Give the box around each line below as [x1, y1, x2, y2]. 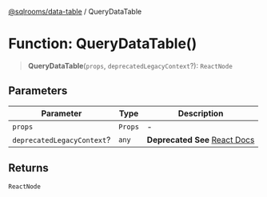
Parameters [8, 84, 68, 98]
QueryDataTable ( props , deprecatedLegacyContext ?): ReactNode [27, 61, 233, 70]
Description [177, 108, 224, 119]
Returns [8, 161, 50, 175]
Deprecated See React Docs [146, 134, 255, 145]
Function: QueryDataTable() [8, 35, 197, 53]
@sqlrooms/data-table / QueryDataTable [8, 7, 142, 16]
